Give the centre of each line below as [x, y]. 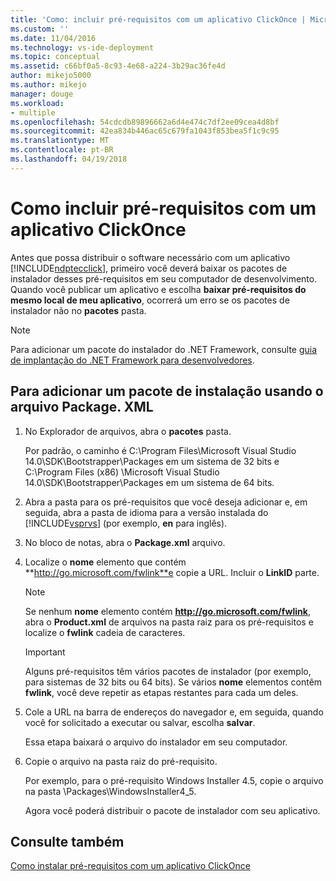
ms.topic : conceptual [55, 57]
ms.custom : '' [40, 29]
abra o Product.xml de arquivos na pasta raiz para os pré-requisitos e [169, 622]
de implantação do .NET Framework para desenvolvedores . [132, 360]
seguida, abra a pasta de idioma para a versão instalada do [146, 512]
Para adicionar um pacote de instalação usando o [167, 391]
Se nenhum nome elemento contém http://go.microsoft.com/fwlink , [167, 611]
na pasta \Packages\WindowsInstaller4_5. [110, 791]
